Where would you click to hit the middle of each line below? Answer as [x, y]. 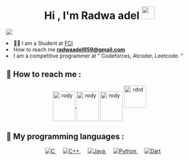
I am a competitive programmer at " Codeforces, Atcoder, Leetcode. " [99, 56]
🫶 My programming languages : [65, 137]
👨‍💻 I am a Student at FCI [43, 43]
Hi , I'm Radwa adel [92, 16]
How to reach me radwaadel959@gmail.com [70, 49]
